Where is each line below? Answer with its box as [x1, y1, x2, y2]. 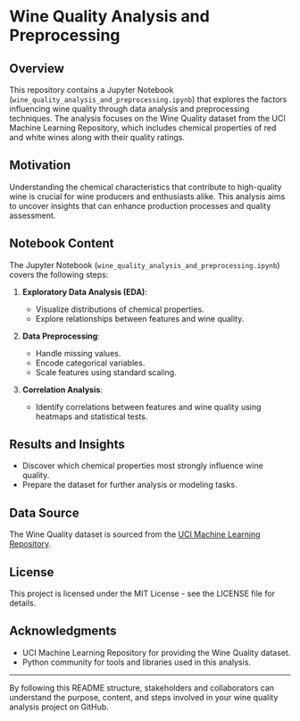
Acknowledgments [9, 624, 118, 639]
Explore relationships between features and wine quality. [35, 313, 245, 323]
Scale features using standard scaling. [35, 366, 177, 377]
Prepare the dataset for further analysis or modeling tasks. [21, 480, 238, 490]
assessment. [9, 210, 56, 221]
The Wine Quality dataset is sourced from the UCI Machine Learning [9, 529, 261, 540]
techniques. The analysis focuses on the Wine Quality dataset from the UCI [9, 113, 286, 123]
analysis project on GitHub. [9, 701, 109, 712]
